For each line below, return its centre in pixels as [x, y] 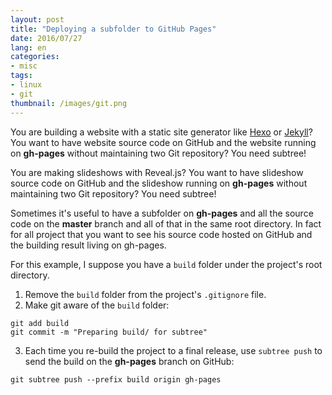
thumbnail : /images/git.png [69, 103]
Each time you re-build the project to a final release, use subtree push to [173, 350]
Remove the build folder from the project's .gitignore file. [145, 294]
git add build [40, 323]
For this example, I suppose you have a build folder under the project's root [166, 264]
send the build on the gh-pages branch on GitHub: [129, 361]
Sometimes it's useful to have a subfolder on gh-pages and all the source [162, 213]
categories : [35, 57]
